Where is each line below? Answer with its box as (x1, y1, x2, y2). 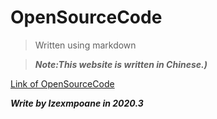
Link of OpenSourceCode (10, 77, 115, 90)
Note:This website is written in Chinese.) (34, 58, 208, 70)
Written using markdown (34, 39, 137, 51)
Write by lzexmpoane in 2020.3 (10, 97, 144, 109)
